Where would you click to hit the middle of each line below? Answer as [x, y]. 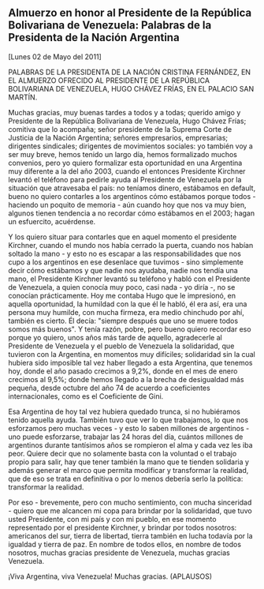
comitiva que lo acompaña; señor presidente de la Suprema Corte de [120, 129]
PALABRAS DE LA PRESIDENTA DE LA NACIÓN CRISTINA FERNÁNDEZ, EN [129, 72]
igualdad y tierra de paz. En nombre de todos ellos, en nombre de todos [125, 544]
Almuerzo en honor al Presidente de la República [130, 13]
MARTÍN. [23, 97]
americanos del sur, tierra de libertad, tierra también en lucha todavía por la [131, 535]
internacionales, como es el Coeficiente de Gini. [86, 396]
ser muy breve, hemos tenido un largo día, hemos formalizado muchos [123, 154]
